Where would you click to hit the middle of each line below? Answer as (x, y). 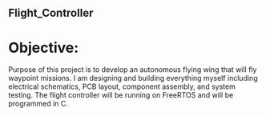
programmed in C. (38, 104)
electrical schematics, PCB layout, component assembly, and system (122, 86)
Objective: (44, 48)
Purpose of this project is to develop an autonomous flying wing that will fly (133, 70)
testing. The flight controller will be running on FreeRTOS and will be (121, 95)
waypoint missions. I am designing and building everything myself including (133, 78)
